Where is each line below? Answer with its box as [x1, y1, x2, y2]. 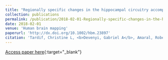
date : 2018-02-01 [5, 21, 41, 26]
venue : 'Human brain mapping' [5, 26, 68, 31]
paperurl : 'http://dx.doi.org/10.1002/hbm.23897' [5, 30, 111, 35]
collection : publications [5, 12, 59, 17]
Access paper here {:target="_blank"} [5, 48, 82, 55]
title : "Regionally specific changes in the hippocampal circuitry [5, 7, 149, 12]
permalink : [5, 16, 28, 21]
